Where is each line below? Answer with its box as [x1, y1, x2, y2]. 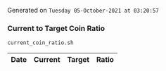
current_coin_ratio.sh [7, 39, 74, 46]
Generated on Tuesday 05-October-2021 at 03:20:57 [7, 6, 160, 14]
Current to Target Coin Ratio [7, 23, 106, 33]
